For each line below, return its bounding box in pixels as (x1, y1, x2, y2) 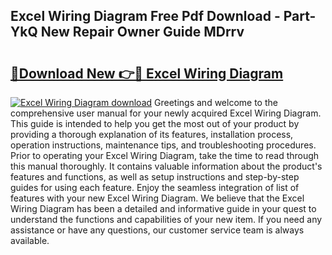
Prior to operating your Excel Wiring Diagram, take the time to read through (10, 150, 320, 161)
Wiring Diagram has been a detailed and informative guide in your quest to (10, 203, 317, 214)
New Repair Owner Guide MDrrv (40, 24, 245, 41)
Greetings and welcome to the (154, 97, 278, 108)
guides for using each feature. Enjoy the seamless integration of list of (10, 182, 300, 193)
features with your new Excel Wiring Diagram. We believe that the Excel (10, 192, 305, 204)
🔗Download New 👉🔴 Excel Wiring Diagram (10, 65, 284, 82)
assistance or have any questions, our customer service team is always (10, 224, 305, 236)
